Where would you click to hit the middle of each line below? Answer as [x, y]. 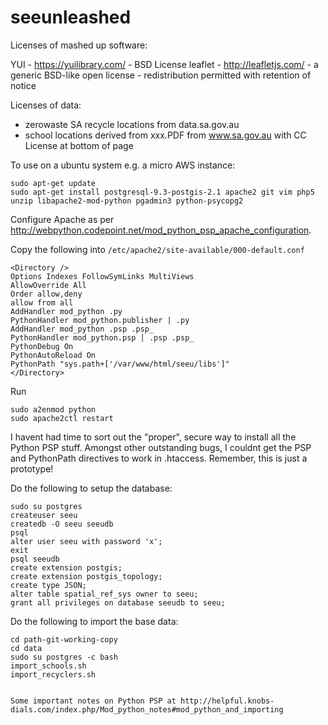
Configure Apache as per [62, 219]
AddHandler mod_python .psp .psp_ [82, 329]
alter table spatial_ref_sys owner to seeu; [104, 594]
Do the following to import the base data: [94, 621]
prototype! [32, 468]
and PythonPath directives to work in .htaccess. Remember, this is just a [159, 458]
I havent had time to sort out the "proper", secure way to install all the [153, 437]
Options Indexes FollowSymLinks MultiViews [102, 276]
